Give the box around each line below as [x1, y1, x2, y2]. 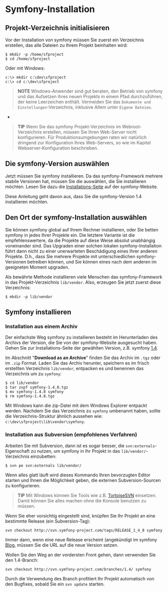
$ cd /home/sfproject [5, 56, 51, 61]
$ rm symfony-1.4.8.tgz [5, 394, 55, 399]
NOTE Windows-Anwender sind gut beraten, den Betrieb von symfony [17, 88, 163, 94]
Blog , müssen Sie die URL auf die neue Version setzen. [5, 542, 119, 548]
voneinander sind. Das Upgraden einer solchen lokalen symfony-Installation [5, 242, 162, 248]
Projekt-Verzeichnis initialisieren [5, 24, 110, 32]
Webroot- [122, 124, 142, 129]
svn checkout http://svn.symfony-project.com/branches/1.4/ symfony [5, 567, 151, 572]
